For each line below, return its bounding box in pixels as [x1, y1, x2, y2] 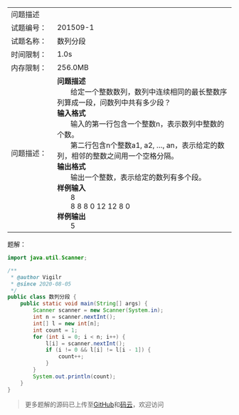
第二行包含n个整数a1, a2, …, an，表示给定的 [70, 140, 218, 150]
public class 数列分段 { [7, 293, 77, 301]
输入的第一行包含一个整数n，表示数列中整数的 [70, 119, 225, 129]
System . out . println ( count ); [33, 373, 116, 380]
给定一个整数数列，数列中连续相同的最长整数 [70, 87, 221, 97]
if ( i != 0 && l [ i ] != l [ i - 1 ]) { [45, 347, 152, 354]
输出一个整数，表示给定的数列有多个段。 [70, 172, 206, 182]
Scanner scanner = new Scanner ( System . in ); [33, 307, 164, 314]
